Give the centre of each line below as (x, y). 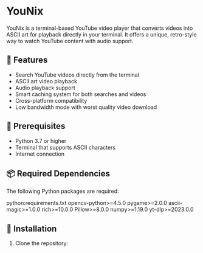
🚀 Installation (32, 228)
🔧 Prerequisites (36, 126)
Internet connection (40, 154)
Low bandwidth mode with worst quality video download (86, 107)
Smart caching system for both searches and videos (81, 94)
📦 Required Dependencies (58, 174)
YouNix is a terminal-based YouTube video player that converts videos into (100, 28)
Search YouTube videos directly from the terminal (77, 75)
